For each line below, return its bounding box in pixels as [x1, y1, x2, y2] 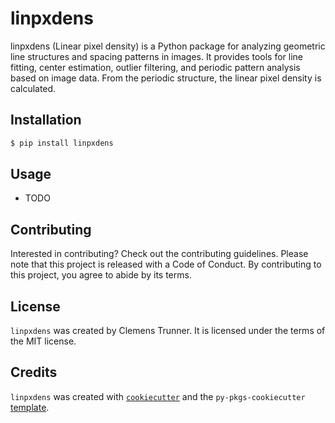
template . [10, 401, 50, 413]
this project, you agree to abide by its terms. [10, 269, 192, 281]
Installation [10, 112, 82, 129]
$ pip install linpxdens [10, 138, 114, 148]
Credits [10, 364, 58, 381]
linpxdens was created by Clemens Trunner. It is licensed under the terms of [10, 325, 326, 337]
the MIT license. [10, 335, 77, 347]
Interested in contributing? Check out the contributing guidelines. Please [10, 248, 309, 260]
